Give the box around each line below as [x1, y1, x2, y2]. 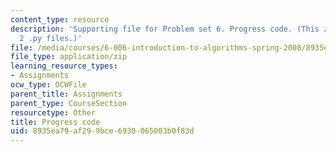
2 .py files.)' [19, 33, 83, 43]
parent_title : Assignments [10, 89, 123, 99]
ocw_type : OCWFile [10, 80, 87, 90]
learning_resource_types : [10, 61, 118, 71]
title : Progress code [10, 117, 101, 127]
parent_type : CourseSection [10, 98, 128, 108]
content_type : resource [10, 14, 110, 25]
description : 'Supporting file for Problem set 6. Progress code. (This [10, 24, 320, 34]
